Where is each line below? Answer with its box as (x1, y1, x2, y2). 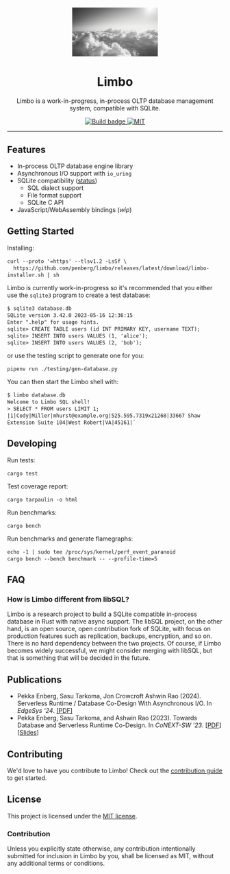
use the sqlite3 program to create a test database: (7, 291, 151, 299)
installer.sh (7, 272, 44, 279)
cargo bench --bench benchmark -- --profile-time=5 (7, 555, 157, 563)
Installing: (7, 244, 34, 252)
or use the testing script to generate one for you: (7, 351, 144, 359)
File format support (27, 191, 82, 199)
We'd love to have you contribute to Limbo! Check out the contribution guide (7, 766, 222, 775)
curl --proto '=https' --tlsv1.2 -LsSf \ (7, 258, 127, 265)
